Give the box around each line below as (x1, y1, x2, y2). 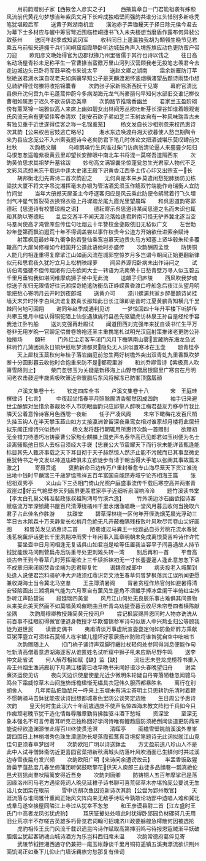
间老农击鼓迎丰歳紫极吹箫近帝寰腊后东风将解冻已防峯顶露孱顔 (6, 374, 162, 381)
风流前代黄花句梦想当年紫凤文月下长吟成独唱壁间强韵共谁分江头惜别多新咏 (6, 13, 194, 20)
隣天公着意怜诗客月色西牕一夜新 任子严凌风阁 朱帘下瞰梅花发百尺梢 (6, 411, 197, 417)
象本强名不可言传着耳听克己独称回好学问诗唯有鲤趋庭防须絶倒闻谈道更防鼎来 (6, 718, 200, 725)
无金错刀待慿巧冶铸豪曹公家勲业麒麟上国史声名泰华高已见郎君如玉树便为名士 (6, 433, 200, 441)
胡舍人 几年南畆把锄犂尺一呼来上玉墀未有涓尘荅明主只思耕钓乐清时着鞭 (6, 687, 196, 694)
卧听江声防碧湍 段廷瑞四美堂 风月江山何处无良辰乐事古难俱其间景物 (6, 595, 197, 602)
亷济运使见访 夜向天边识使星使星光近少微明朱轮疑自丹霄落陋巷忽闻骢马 (6, 672, 196, 678)
